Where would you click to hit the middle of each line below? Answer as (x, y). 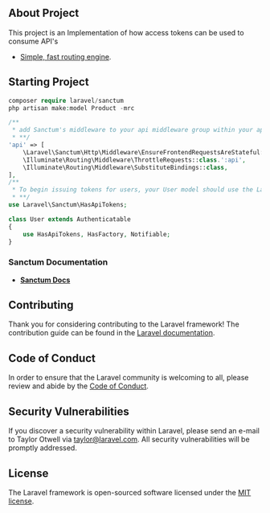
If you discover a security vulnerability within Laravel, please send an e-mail (134, 431)
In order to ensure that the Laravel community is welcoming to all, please (129, 378)
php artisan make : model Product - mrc (72, 108)
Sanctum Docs (45, 280)
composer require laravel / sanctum (66, 101)
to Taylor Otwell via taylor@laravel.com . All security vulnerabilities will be (129, 439)
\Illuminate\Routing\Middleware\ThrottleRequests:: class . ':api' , (135, 160)
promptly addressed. (43, 448)
